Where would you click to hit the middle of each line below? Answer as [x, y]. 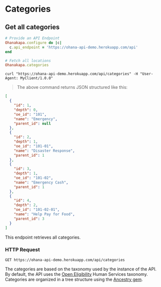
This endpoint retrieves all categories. [43, 237]
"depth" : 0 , [26, 110]
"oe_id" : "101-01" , [34, 146]
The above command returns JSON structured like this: [72, 87]
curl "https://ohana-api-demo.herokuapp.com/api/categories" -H [72, 74]
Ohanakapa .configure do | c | [34, 42]
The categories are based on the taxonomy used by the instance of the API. [81, 269]
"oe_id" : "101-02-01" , [37, 210]
